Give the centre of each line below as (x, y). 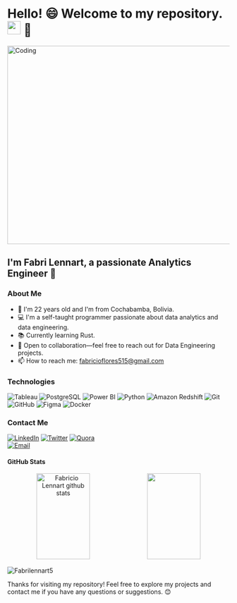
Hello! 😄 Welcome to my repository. (115, 14)
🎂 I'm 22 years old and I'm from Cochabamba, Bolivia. (96, 309)
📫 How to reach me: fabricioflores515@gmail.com (91, 360)
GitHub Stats (26, 461)
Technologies (31, 382)
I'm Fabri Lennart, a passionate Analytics (99, 263)
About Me (25, 293)
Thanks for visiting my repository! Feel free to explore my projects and (109, 585)
